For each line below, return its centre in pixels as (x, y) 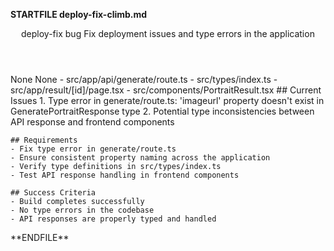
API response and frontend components (92, 122)
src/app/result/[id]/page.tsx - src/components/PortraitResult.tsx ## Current (166, 90)
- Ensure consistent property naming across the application (140, 158)
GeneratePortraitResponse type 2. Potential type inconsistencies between (162, 111)
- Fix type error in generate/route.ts (93, 149)
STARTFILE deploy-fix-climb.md (79, 14)
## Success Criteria (53, 193)
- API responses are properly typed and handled (113, 219)
